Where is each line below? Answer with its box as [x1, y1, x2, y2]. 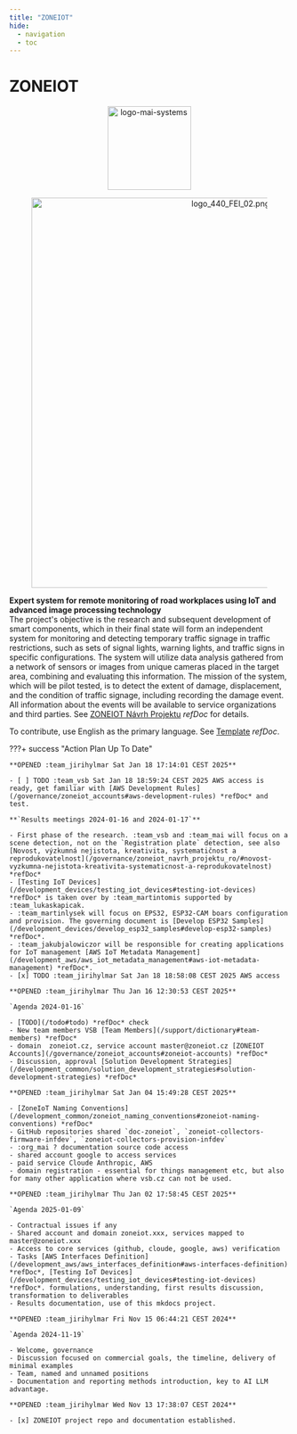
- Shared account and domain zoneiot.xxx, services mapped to [9, 1229, 245, 1238]
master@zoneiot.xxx [9, 1237, 82, 1246]
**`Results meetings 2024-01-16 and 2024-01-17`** [9, 815, 201, 825]
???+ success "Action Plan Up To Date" [9, 744, 153, 754]
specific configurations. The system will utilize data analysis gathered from [9, 652, 284, 663]
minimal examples [9, 1362, 74, 1371]
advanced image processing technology [9, 605, 162, 615]
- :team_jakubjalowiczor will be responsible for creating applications [9, 940, 285, 950]
